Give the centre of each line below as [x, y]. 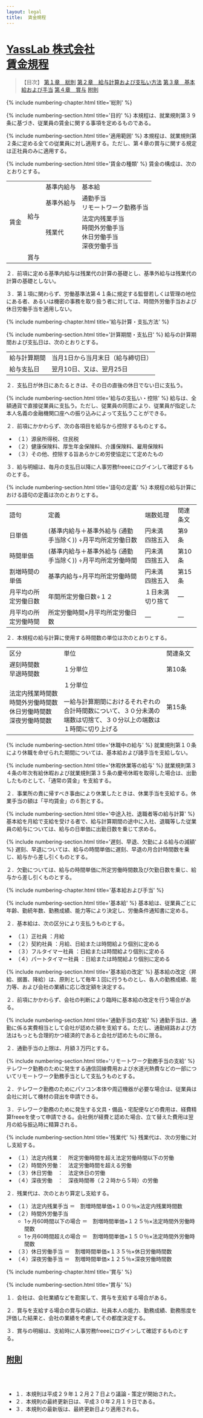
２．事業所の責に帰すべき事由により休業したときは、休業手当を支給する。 [99, 793]
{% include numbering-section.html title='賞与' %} [69, 1285]
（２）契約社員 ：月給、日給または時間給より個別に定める [87, 944]
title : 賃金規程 [26, 18]
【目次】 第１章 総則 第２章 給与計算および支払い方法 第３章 [100, 82]
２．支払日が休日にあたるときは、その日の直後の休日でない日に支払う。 [96, 385]
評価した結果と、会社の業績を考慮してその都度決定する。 [78, 1318]
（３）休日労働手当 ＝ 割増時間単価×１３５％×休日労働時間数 [93, 1252]
